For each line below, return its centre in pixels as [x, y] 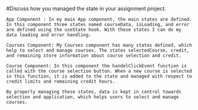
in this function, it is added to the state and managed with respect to [99, 76]
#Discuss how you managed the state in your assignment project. [86, 9]
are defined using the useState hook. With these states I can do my [94, 30]
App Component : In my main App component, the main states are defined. [99, 20]
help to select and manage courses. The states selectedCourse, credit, [98, 50]
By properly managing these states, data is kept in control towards [94, 92]
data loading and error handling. [49, 35]
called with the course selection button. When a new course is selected [99, 71]
